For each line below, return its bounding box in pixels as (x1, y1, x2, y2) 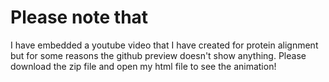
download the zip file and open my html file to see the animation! (10, 60, 277, 72)
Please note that (10, 6, 149, 29)
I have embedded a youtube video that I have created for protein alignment (10, 39, 319, 51)
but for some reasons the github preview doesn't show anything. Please (10, 49, 307, 61)
